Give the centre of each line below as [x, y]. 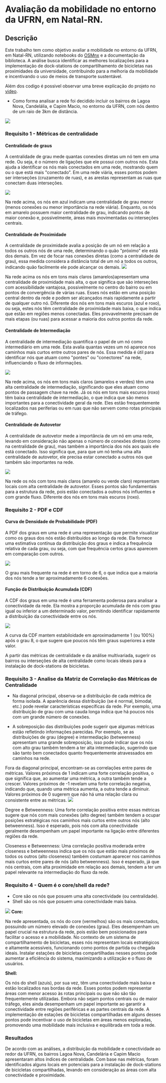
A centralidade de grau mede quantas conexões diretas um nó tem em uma [82, 157]
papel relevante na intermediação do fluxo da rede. [57, 872]
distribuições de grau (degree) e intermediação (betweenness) [76, 737]
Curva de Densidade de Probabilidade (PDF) [51, 522]
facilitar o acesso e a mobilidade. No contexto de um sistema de [71, 937]
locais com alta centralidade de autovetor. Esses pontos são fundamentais [81, 486]
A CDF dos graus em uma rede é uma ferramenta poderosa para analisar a [81, 600]
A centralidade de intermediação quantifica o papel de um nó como [74, 341]
